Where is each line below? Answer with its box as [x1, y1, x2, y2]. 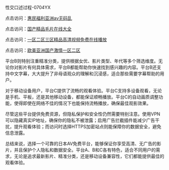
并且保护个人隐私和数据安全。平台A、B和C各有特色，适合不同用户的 [14, 147, 156, 153]
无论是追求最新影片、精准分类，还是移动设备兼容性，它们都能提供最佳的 [14, 153, 164, 159]
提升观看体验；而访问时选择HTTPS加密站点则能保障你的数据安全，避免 [14, 124, 161, 130]
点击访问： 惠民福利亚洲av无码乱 [5, 15, 72, 21]
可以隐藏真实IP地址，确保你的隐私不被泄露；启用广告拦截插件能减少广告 [5, 118, 155, 123]
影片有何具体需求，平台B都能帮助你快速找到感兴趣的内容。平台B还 [18, 65, 157, 70]
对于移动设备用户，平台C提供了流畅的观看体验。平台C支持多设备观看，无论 [5, 88, 162, 93]
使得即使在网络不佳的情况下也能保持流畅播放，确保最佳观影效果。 [14, 100, 151, 106]
